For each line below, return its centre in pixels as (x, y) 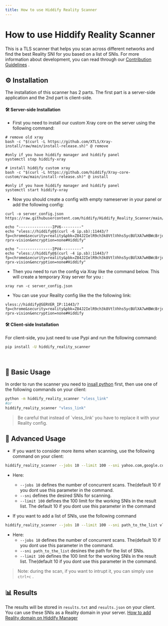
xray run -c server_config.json (39, 286)
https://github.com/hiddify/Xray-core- (89, 172)
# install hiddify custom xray (38, 168)
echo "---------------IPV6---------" (44, 227)
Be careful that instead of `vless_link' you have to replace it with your (88, 418)
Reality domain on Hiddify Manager (41, 618)
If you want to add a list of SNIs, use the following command (74, 516)
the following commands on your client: (46, 390)
